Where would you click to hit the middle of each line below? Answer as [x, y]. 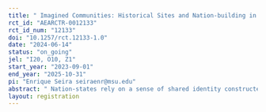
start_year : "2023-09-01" [51, 67]
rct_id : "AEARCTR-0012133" [53, 23]
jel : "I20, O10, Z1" [42, 60]
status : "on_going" [40, 52]
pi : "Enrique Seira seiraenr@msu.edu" [72, 81]
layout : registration [44, 96]
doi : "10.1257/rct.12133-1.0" [58, 37]
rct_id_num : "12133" [42, 30]
